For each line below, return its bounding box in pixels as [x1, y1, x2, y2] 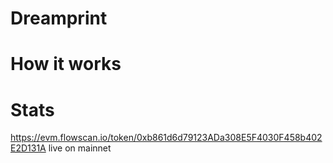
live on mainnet [48, 142, 112, 154]
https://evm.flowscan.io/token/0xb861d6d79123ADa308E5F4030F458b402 [10, 132, 323, 144]
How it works [10, 53, 122, 76]
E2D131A [10, 142, 47, 154]
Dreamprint [10, 7, 108, 30]
